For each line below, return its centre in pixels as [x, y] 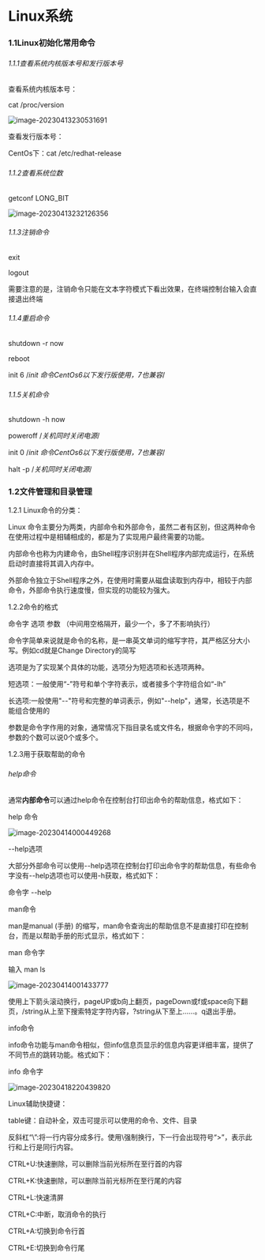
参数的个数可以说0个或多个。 [55, 737]
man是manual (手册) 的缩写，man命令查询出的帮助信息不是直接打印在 [121, 926]
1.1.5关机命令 [29, 394]
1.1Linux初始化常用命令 [52, 43]
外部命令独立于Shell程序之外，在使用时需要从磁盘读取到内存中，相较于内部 [130, 581]
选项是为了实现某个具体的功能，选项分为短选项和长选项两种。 [108, 668]
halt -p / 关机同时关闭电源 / [50, 469]
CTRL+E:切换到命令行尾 [47, 1247]
